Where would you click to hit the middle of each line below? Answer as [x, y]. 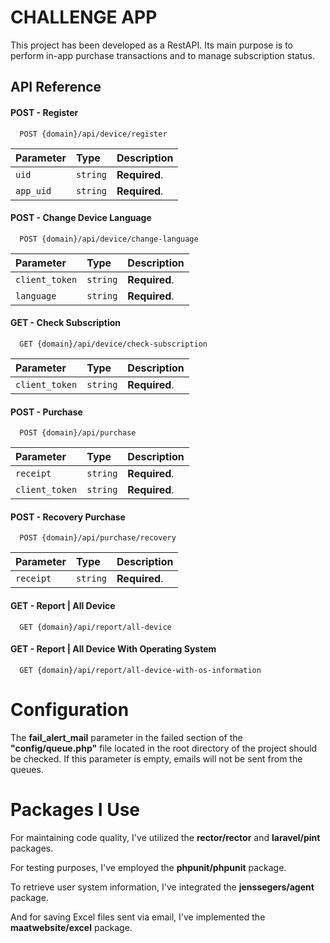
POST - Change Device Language [81, 218]
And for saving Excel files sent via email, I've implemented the [138, 917]
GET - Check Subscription [66, 323]
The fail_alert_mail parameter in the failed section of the [126, 737]
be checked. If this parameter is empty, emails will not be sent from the [156, 758]
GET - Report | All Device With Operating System [113, 649]
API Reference [56, 87]
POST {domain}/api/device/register [93, 134]
